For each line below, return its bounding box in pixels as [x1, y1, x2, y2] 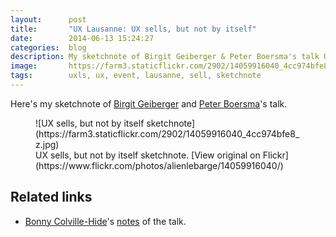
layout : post [10, 14, 87, 25]
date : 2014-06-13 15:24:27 [10, 33, 155, 43]
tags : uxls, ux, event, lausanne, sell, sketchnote [10, 71, 262, 81]
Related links [10, 189, 93, 206]
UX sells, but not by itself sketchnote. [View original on [35, 149, 261, 161]
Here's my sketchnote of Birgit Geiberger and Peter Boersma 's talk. [10, 97, 288, 110]
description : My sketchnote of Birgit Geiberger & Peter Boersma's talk [10, 52, 320, 62]
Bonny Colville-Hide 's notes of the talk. [24, 215, 187, 227]
